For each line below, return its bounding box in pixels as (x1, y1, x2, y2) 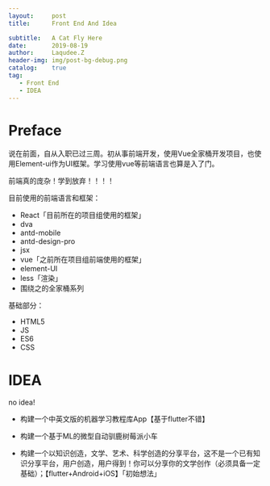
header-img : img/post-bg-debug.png (8, 57, 128, 65)
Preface (8, 121, 62, 140)
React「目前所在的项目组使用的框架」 (19, 211, 146, 220)
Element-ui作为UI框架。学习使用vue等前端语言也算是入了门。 (15, 159, 219, 169)
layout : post (8, 11, 67, 20)
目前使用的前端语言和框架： (8, 193, 101, 203)
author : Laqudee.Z (8, 49, 85, 57)
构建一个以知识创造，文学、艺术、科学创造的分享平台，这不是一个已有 (19, 449, 254, 459)
